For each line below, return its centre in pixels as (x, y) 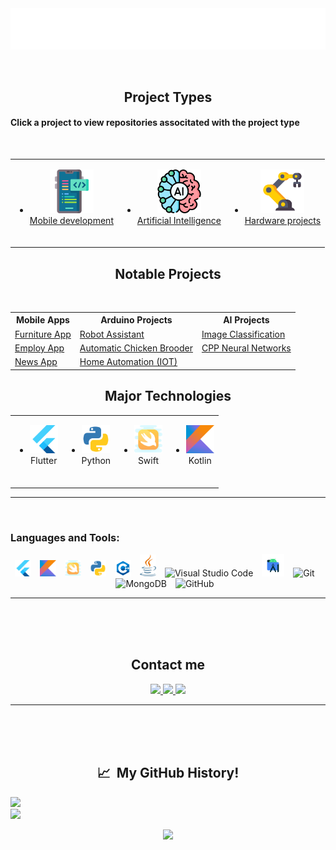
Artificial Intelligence (179, 220)
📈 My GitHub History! (168, 773)
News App (36, 362)
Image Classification (243, 334)
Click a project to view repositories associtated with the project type (155, 123)
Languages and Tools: (65, 537)
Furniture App (43, 334)
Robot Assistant (112, 334)
